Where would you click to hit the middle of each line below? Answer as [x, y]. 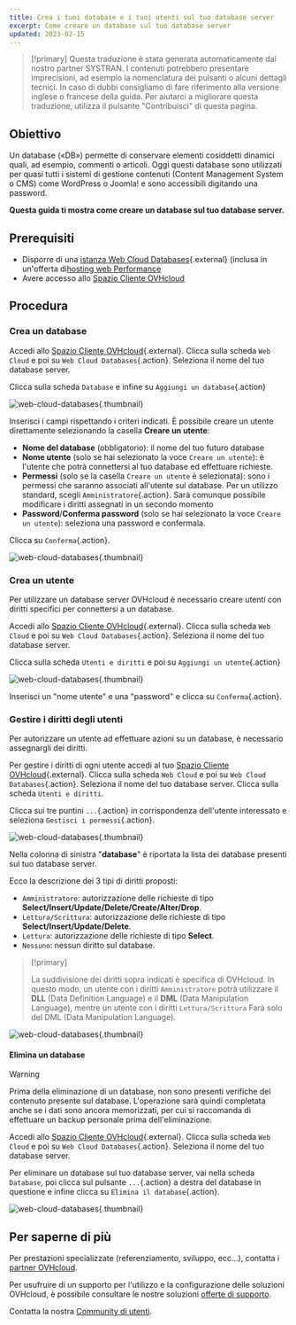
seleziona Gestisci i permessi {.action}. [82, 820]
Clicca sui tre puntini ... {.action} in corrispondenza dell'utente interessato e [148, 811]
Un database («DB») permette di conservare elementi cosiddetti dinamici [142, 155]
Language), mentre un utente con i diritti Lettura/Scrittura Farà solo [156, 1008]
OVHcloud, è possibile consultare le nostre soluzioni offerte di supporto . [140, 1294]
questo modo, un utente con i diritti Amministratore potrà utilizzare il [154, 989]
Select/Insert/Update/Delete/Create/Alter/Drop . [111, 908]
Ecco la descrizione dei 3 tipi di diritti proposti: [94, 881]
